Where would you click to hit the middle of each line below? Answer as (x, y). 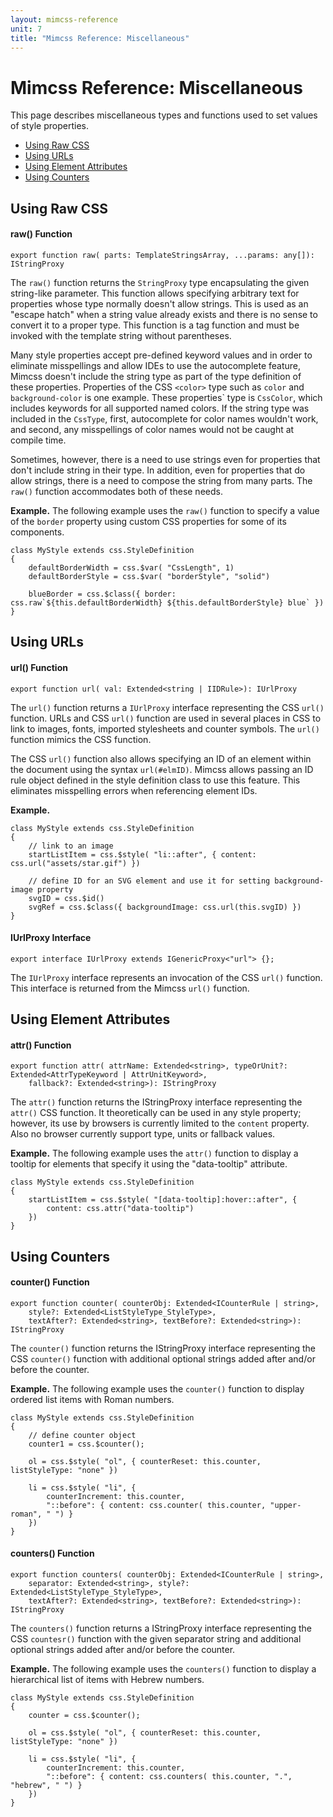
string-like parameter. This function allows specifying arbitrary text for (155, 293)
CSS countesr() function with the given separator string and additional (156, 1639)
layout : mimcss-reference (64, 19)
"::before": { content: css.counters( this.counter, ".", (169, 1777)
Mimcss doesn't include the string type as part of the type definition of (156, 376)
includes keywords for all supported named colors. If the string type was (160, 408)
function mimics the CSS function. (81, 739)
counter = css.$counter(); (84, 1716)
